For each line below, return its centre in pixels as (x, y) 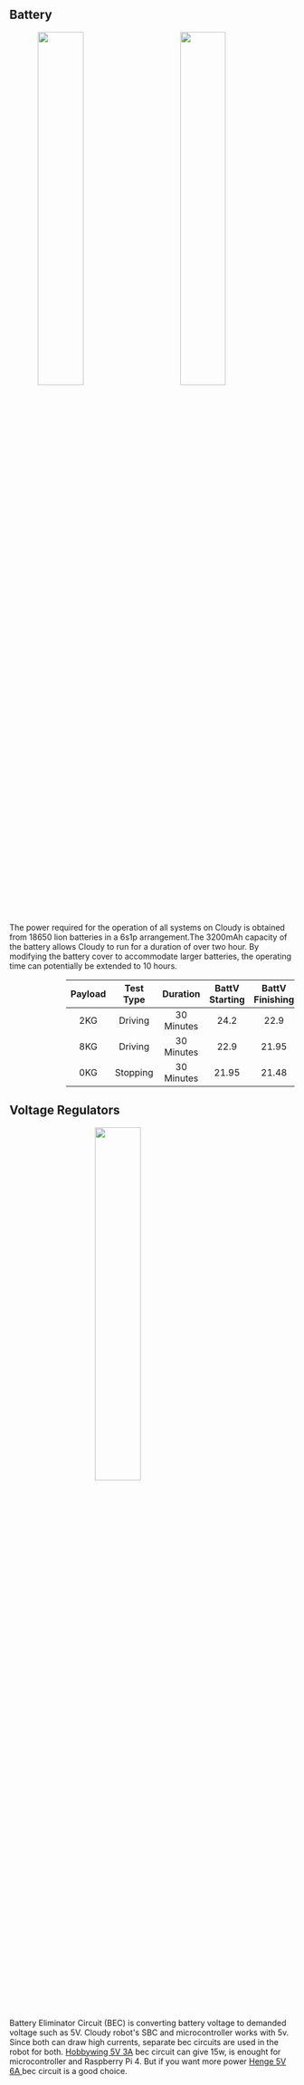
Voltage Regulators (65, 1110)
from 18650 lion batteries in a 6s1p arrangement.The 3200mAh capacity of (148, 937)
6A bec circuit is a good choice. (69, 2071)
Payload (89, 993)
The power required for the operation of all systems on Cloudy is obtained (147, 927)
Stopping (134, 1072)
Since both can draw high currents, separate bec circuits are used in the (144, 2042)
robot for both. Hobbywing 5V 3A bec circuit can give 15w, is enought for (145, 2052)
